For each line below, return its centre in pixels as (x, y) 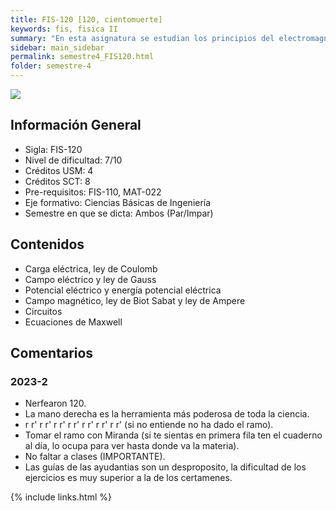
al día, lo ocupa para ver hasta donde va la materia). (132, 446)
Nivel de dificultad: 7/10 (73, 160)
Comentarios (52, 353)
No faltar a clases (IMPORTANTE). (95, 457)
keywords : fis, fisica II (64, 29)
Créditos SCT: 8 (57, 181)
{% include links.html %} (61, 497)
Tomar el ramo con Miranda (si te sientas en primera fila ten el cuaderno (173, 435)
